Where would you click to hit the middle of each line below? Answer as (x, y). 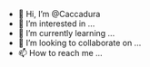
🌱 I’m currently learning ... (66, 33)
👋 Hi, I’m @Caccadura (59, 14)
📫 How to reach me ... (60, 53)
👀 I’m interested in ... (56, 24)
